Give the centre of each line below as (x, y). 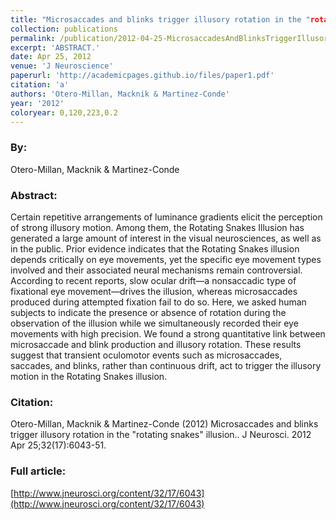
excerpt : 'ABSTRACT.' (55, 47)
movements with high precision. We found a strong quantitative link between (168, 333)
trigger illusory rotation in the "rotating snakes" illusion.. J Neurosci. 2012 (161, 435)
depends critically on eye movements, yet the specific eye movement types (166, 259)
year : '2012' (37, 103)
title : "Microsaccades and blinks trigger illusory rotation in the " (160, 19)
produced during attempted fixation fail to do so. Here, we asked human (158, 302)
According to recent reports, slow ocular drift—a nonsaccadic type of (153, 280)
